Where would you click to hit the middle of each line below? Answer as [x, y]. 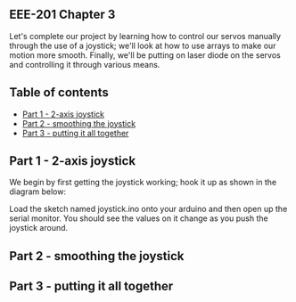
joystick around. [39, 228]
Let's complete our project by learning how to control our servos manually [145, 36]
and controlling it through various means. [85, 64]
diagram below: [38, 192]
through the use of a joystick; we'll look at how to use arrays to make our [143, 45]
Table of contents [59, 93]
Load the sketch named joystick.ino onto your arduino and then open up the [148, 209]
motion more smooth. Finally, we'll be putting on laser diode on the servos [145, 55]
